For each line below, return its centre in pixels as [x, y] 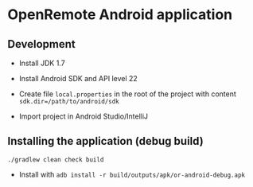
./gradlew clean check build [56, 160]
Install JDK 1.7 [42, 63]
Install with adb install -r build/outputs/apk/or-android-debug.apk [132, 174]
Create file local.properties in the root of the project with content [127, 94]
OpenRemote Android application [120, 15]
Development [42, 44]
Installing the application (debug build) [105, 141]
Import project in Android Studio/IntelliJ [84, 116]
